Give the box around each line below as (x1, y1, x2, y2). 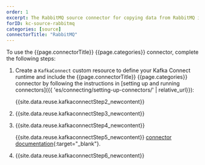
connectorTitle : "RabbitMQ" (6, 32, 78, 38)
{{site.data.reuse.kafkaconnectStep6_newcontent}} (15, 152, 145, 159)
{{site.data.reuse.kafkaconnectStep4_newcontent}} (15, 122, 145, 129)
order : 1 (6, 9, 29, 15)
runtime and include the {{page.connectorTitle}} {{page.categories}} (15, 73, 188, 81)
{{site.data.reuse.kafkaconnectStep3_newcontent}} (15, 110, 145, 117)
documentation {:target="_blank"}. (15, 140, 101, 147)
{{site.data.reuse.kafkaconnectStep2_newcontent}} (15, 98, 145, 106)
